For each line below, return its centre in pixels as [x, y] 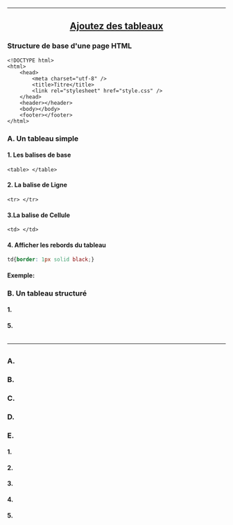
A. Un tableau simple [43, 138]
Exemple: [21, 275]
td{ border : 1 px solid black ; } [51, 260]
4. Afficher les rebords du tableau [57, 245]
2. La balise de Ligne [37, 185]
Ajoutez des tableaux [116, 26]
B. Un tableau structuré [47, 293]
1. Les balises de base [39, 155]
